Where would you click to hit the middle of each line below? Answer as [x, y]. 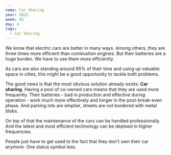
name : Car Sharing [25, 10]
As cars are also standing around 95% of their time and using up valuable [82, 69]
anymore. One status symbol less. [41, 147]
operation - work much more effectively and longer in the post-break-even [84, 100]
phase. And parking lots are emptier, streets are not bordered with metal [81, 105]
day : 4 [12, 24]
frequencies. [19, 132]
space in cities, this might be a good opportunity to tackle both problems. [82, 74]
